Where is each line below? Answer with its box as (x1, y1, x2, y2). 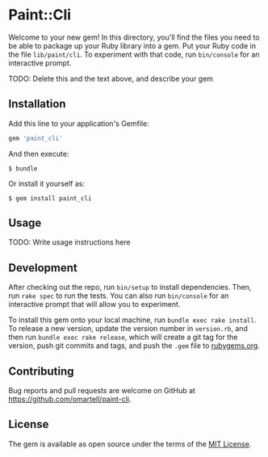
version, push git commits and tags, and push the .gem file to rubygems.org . (8, 341, 261, 350)
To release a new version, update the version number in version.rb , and (8, 324, 249, 333)
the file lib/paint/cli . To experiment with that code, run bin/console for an (8, 49, 260, 59)
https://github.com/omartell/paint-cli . (8, 394, 132, 405)
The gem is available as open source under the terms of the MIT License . (8, 438, 252, 449)
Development (8, 261, 78, 275)
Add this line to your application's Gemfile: (8, 119, 149, 128)
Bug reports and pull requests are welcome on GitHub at (8, 386, 196, 396)
